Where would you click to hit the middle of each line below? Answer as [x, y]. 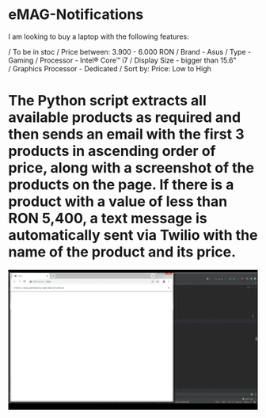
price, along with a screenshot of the [131, 168]
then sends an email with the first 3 [126, 134]
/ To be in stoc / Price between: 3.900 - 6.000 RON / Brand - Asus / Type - [130, 51]
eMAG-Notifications [76, 15]
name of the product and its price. [122, 252]
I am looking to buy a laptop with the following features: [99, 36]
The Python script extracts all [108, 101]
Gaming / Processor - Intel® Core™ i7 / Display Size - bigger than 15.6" [123, 60]
